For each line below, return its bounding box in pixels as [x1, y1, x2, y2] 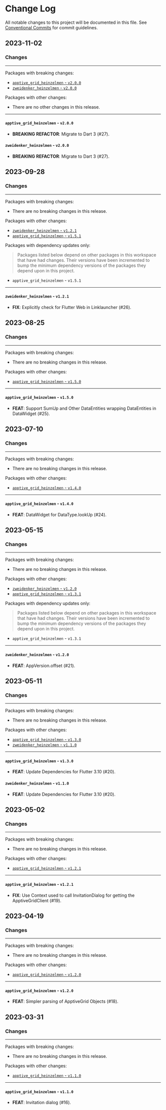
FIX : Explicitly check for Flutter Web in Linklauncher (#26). [12, 304, 132, 310]
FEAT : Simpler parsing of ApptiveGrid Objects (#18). [12, 998, 119, 1004]
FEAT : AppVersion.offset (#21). [12, 663, 76, 669]
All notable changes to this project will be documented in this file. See [5, 19, 147, 25]
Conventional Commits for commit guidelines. [5, 24, 98, 30]
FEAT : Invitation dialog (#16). [12, 1100, 71, 1106]
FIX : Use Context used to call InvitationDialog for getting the [12, 892, 135, 898]
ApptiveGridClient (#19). [12, 897, 62, 903]
